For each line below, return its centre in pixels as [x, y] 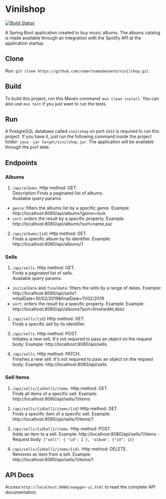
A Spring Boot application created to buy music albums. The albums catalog [83, 32]
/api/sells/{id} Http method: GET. [49, 319]
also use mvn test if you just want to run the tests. [56, 103]
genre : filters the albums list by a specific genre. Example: [71, 208]
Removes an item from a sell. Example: [52, 454]
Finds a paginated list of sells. [43, 273]
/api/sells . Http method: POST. [45, 334]
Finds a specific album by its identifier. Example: [61, 239]
